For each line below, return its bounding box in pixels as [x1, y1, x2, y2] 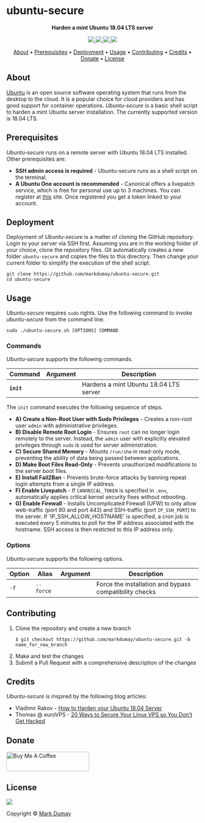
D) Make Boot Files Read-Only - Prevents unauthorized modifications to [15, 461, 197, 468]
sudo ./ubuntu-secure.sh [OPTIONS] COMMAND [6, 327, 119, 334]
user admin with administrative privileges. [15, 422, 119, 430]
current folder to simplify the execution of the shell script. [6, 259, 151, 266]
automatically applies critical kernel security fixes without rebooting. [15, 493, 187, 501]
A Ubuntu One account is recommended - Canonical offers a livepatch [15, 180, 195, 187]
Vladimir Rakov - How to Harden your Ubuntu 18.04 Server [15, 704, 162, 712]
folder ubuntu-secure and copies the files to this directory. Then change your [6, 253, 199, 260]
